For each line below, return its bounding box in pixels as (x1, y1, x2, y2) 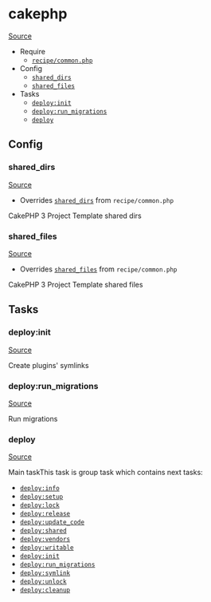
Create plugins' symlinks (8, 360, 89, 370)
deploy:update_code (19, 518, 85, 527)
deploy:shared (19, 527, 67, 535)
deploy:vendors (19, 536, 71, 544)
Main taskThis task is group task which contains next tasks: (8, 468, 203, 477)
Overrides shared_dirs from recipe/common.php (19, 195, 174, 204)
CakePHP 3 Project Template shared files (8, 279, 143, 289)
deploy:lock (19, 501, 60, 509)
